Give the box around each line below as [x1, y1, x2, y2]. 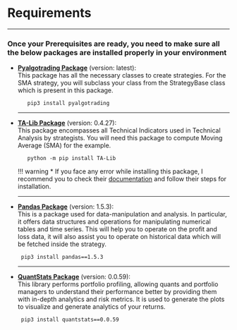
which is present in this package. [17, 86, 114, 94]
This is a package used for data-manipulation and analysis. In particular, [17, 210, 227, 219]
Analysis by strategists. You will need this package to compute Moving [17, 134, 223, 142]
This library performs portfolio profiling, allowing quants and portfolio [17, 280, 219, 288]
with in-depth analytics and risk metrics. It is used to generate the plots [17, 295, 225, 304]
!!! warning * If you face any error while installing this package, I [17, 167, 203, 176]
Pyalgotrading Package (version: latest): [17, 63, 136, 72]
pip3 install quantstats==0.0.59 [20, 316, 119, 324]
